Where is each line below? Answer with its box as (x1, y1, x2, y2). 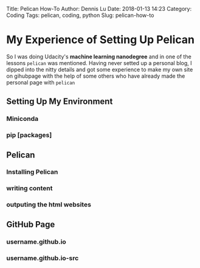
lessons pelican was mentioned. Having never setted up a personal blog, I (6, 59, 193, 66)
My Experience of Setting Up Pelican (6, 33, 195, 47)
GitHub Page (6, 219, 55, 230)
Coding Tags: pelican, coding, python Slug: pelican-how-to (6, 12, 154, 19)
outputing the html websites (6, 201, 91, 209)
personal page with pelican (6, 78, 75, 86)
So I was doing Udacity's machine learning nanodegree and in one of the (6, 53, 191, 60)
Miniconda (6, 115, 38, 123)
